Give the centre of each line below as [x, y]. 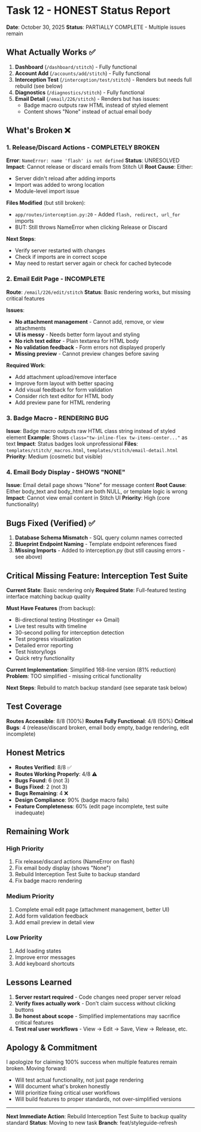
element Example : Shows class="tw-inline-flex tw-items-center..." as [97, 437]
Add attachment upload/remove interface [66, 377]
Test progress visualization [48, 639]
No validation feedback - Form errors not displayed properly [90, 347]
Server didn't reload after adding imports [65, 178]
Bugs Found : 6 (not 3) [42, 780]
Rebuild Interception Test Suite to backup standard [77, 874]
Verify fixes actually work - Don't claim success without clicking [95, 1003]
